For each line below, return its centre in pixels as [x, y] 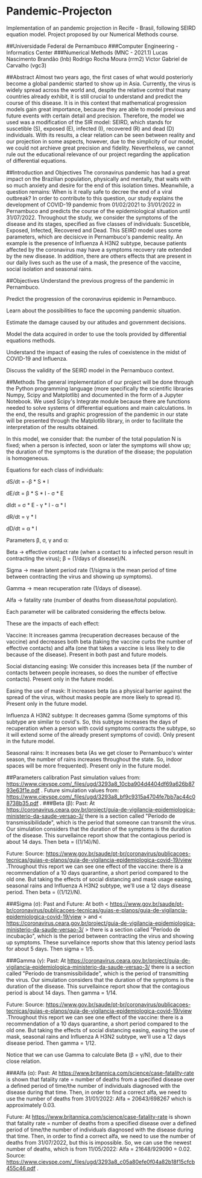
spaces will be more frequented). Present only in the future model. [89, 765]
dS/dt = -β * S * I [28, 481]
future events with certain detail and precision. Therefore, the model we [95, 116]
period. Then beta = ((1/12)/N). [44, 892]
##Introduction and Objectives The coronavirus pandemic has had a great [98, 172]
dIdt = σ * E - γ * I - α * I [36, 505]
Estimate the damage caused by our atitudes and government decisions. [96, 322]
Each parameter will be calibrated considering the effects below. [86, 611]
